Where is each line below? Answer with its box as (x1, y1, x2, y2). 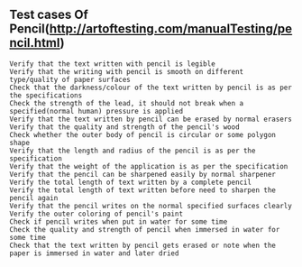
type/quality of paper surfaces (9, 75, 131, 84)
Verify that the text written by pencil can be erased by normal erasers (9, 115, 293, 124)
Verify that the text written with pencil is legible (9, 59, 216, 69)
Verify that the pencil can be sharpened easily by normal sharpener (9, 170, 277, 179)
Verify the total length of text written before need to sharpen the (9, 185, 277, 195)
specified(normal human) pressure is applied (9, 106, 183, 115)
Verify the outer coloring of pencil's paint (9, 209, 183, 218)
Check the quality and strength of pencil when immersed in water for (9, 225, 280, 234)
